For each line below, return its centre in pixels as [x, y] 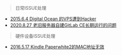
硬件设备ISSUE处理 [35, 36]
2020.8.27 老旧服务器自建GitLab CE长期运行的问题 [63, 25]
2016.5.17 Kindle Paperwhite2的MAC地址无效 [57, 47]
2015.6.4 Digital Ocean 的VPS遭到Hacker [53, 19]
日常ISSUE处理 [31, 8]
